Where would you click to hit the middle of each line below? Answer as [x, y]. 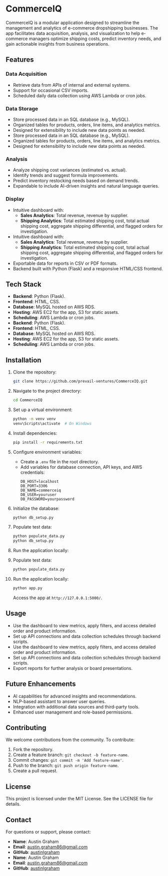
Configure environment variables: [47, 452]
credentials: [32, 472]
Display [15, 199]
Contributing [26, 728]
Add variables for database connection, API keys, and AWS [81, 467]
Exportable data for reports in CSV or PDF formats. [65, 263]
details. [13, 804]
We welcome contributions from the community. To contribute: [70, 740]
